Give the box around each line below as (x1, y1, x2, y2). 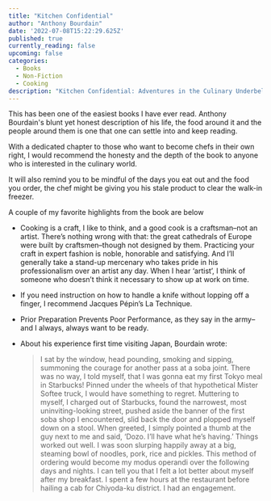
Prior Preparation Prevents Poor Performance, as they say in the (19, 314, 233, 324)
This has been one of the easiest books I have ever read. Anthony (8, 109, 227, 119)
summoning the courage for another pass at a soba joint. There (40, 363, 251, 373)
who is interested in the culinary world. (8, 159, 137, 169)
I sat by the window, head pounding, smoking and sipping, (40, 355, 234, 364)
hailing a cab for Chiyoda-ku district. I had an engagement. (40, 483, 236, 493)
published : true (8, 34, 63, 43)
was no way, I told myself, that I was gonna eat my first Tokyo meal (40, 372, 263, 381)
